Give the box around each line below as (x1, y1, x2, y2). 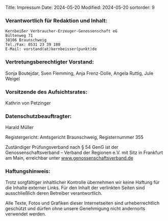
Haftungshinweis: (5, 168, 51, 175)
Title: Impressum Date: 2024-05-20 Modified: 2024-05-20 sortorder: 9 (5, 5, 155, 10)
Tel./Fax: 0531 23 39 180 (5, 42, 60, 48)
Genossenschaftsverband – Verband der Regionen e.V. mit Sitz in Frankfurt (5, 149, 163, 156)
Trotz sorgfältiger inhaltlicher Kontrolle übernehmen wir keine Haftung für (5, 179, 160, 186)
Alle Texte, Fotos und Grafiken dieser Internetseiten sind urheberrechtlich (5, 200, 160, 206)
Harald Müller (5, 124, 34, 130)
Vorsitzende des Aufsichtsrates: (5, 88, 88, 95)
